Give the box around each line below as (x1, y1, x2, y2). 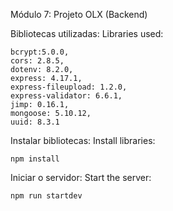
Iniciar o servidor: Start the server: (10, 172, 152, 183)
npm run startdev (10, 191, 83, 201)
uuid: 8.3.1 (10, 117, 60, 127)
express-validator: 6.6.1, (10, 91, 123, 101)
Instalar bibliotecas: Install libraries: (10, 135, 156, 146)
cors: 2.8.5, (10, 56, 65, 66)
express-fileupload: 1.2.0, (10, 82, 128, 92)
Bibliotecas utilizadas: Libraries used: (10, 28, 164, 39)
